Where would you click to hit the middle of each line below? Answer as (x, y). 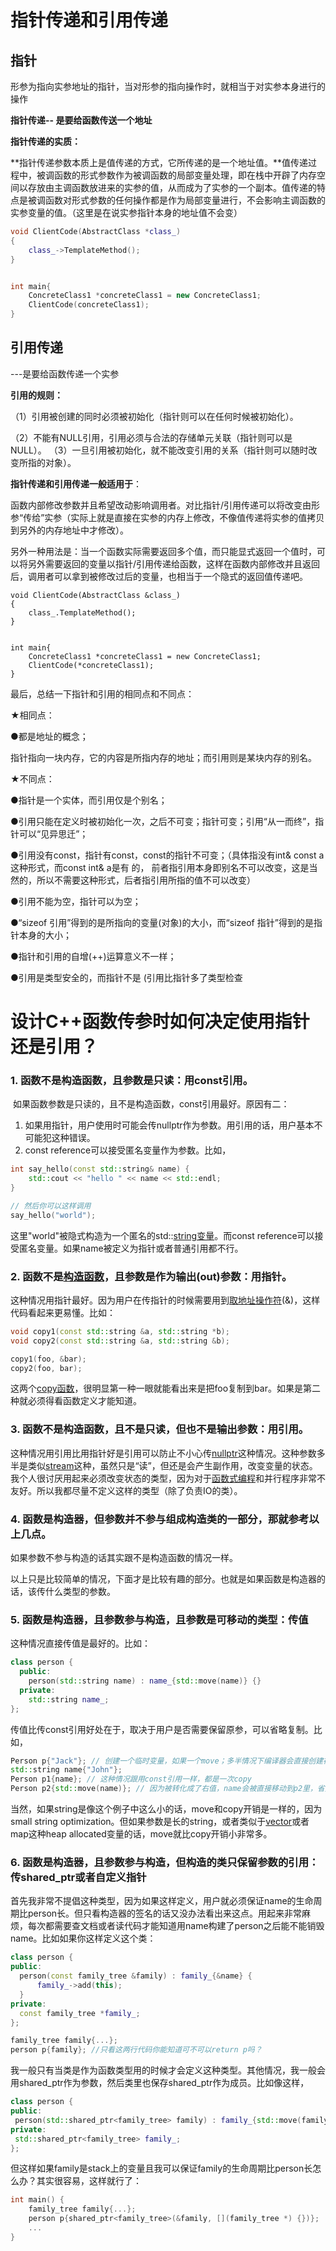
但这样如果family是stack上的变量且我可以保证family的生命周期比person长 (161, 2168)
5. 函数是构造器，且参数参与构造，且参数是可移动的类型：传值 (159, 1619)
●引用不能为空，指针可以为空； (76, 901)
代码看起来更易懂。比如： (63, 1312)
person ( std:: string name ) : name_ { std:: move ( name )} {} (145, 1681)
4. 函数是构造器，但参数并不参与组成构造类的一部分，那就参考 (160, 1519)
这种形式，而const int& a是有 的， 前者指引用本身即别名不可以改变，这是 (160, 867)
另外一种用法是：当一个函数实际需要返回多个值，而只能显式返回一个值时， (163, 551)
